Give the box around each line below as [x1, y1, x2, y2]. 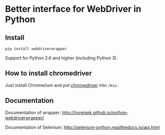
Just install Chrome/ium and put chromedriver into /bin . [5, 82, 118, 88]
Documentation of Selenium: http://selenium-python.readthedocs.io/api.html [5, 124, 160, 130]
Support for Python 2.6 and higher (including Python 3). [5, 55, 118, 61]
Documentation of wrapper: [5, 109, 61, 115]
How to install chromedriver [5, 69, 92, 78]
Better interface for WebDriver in [5, 3, 141, 15]
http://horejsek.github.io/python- [62, 109, 129, 115]
